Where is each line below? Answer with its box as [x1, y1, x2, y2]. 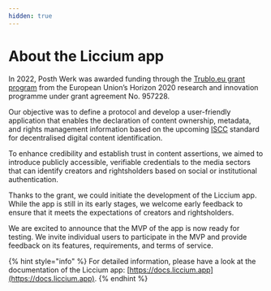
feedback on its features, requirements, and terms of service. [8, 241, 213, 250]
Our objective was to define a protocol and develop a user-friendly [8, 106, 231, 116]
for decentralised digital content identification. [8, 132, 163, 142]
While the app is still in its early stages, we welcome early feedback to [8, 198, 243, 208]
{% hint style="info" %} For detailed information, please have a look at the [8, 256, 256, 266]
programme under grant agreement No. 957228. [8, 91, 170, 101]
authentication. [8, 174, 59, 184]
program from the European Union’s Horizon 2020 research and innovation [8, 82, 259, 92]
